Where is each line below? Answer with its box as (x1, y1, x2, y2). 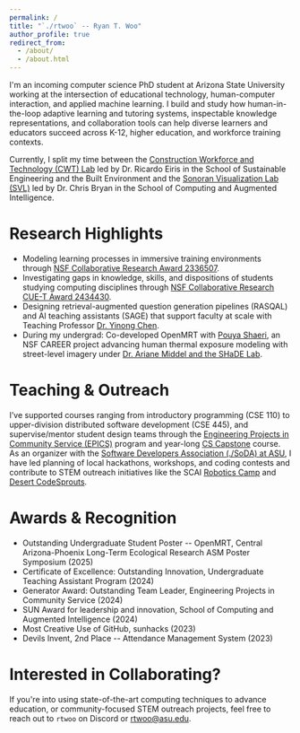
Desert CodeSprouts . (9, 476, 88, 487)
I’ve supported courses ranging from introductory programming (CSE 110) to (9, 409, 290, 420)
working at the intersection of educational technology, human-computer (9, 89, 276, 100)
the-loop (9, 109, 42, 118)
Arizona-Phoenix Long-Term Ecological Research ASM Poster (21, 546, 251, 557)
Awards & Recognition (9, 508, 177, 528)
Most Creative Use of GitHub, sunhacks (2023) (21, 623, 196, 633)
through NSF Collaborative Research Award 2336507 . (21, 262, 219, 274)
